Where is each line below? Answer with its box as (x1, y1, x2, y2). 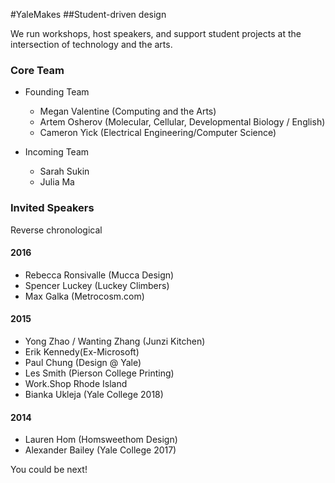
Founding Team (24, 86, 90, 98)
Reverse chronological (10, 224, 103, 236)
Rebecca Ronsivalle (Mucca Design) (24, 269, 175, 281)
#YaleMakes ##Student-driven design (10, 9, 167, 20)
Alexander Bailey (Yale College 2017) (24, 444, 177, 456)
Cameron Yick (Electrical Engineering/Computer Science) (39, 127, 277, 139)
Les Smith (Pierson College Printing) (24, 367, 175, 379)
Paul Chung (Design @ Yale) (24, 357, 142, 368)
